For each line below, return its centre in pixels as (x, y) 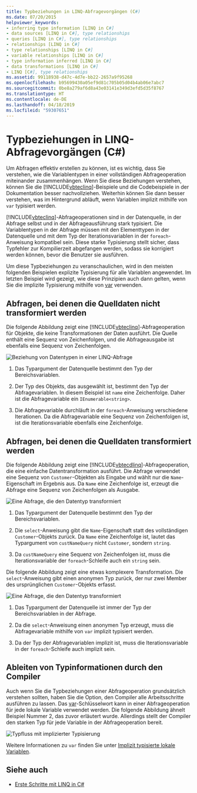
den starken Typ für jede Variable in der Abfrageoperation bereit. (85, 722)
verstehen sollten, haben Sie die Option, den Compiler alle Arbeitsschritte (95, 697)
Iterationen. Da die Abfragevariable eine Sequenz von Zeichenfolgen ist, (102, 417)
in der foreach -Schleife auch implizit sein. (65, 649)
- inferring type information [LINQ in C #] (60, 28)
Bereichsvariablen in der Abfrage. (55, 613)
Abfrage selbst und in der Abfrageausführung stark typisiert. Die (84, 223)
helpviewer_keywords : (33, 22)
